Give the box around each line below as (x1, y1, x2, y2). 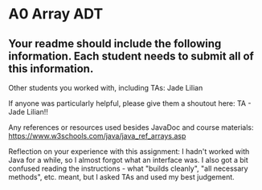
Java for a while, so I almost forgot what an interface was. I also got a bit (8, 156, 249, 164)
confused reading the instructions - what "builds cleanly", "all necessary (8, 164, 248, 173)
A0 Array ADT (8, 5, 104, 23)
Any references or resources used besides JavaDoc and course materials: (8, 123, 254, 132)
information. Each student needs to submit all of (8, 49, 255, 63)
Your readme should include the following (8, 37, 222, 51)
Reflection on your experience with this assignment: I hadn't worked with (8, 147, 250, 156)
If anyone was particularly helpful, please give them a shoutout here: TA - (8, 99, 252, 108)
